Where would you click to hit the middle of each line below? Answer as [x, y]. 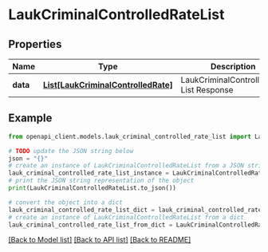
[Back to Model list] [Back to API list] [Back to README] [100, 240]
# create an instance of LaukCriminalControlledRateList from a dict [126, 217]
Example [30, 118]
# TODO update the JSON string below [71, 151]
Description [233, 67]
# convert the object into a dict [66, 202]
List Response [207, 90]
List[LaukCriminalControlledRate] [108, 85]
